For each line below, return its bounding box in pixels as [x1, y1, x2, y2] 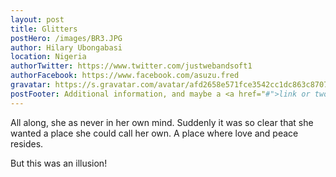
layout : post [10, 14, 65, 25]
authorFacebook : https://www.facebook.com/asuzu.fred [10, 71, 240, 81]
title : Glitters [10, 24, 78, 34]
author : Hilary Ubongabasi [10, 42, 123, 53]
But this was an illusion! [10, 157, 108, 169]
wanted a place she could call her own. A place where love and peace [10, 127, 299, 139]
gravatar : [10, 80, 52, 90]
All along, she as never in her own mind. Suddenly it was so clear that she [10, 116, 314, 128]
